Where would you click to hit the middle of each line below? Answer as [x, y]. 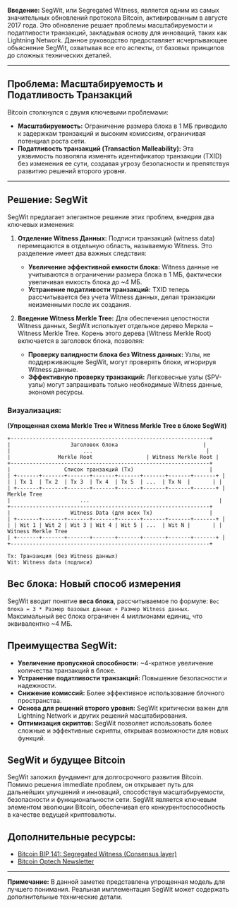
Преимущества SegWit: [62, 646]
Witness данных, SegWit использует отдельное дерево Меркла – [115, 325]
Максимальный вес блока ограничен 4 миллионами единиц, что [105, 616]
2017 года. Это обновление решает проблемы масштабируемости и [110, 25]
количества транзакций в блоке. [67, 670]
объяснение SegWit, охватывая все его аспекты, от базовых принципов [116, 48]
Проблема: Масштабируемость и [85, 84]
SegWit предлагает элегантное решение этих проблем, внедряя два [111, 217]
